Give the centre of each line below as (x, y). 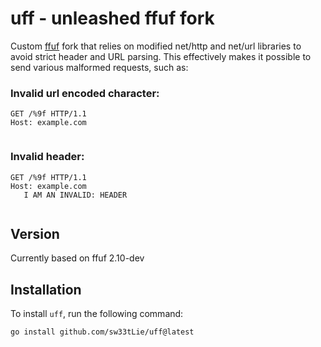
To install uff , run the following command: (97, 314)
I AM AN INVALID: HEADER (75, 195)
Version (35, 233)
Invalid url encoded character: (85, 93)
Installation (46, 289)
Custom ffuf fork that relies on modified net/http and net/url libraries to (156, 46)
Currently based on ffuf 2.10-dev (77, 258)
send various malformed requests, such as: (99, 67)
